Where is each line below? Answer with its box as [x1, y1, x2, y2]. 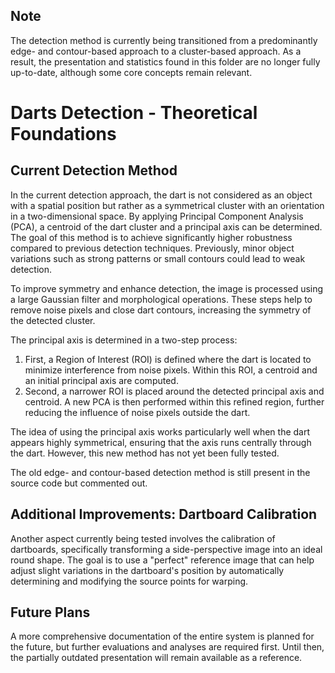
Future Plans [10, 604, 91, 621]
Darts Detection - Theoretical [10, 102, 258, 124]
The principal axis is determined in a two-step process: [10, 334, 238, 346]
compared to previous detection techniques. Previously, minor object [10, 242, 295, 254]
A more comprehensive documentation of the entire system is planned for [10, 630, 315, 643]
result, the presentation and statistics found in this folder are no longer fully [10, 55, 321, 68]
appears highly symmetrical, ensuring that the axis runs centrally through [10, 436, 312, 448]
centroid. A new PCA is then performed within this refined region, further [24, 395, 325, 408]
